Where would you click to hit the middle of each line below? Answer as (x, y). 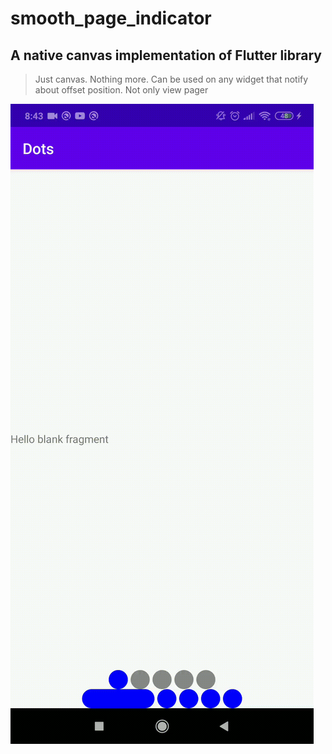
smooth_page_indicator (111, 18)
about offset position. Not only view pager (121, 90)
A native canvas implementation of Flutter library (166, 55)
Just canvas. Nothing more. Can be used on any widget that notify (171, 79)
